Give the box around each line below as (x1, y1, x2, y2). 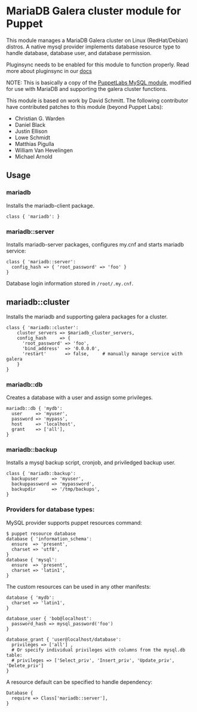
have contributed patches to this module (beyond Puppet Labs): (6, 103, 164, 110)
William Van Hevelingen (14, 147, 73, 154)
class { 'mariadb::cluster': (6, 324, 79, 330)
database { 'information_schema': (6, 535, 93, 542)
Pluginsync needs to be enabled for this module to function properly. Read (6, 61, 189, 68)
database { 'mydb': (6, 594, 55, 601)
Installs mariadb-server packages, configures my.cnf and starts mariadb (6, 241, 184, 248)
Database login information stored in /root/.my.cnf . (6, 279, 134, 287)
